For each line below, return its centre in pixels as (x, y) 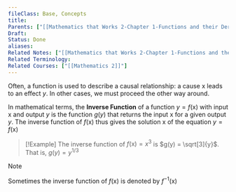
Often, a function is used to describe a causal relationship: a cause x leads (115, 85)
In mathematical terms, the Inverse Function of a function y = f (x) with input (118, 107)
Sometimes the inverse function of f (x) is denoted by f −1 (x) (93, 180)
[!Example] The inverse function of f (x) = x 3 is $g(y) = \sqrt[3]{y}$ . (122, 143)
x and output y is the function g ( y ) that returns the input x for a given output (117, 114)
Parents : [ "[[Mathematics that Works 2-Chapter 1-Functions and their (113, 27)
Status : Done (27, 40)
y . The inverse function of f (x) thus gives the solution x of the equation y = (115, 122)
